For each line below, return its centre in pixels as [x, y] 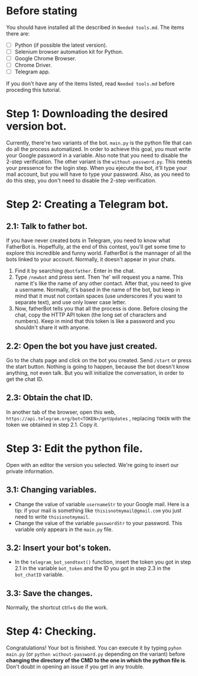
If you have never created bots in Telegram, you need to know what [88, 240]
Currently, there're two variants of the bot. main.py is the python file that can [99, 143]
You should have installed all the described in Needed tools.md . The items [95, 27]
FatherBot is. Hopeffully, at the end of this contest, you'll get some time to [96, 247]
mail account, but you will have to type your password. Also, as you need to [98, 174]
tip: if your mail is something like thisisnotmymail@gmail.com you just [98, 510]
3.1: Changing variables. [51, 490]
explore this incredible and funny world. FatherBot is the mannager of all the [99, 253]
